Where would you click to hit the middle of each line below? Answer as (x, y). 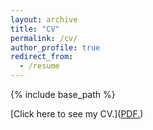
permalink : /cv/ (44, 38)
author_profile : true (55, 47)
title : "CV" (35, 29)
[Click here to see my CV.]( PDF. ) (77, 114)
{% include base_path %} (63, 94)
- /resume (39, 66)
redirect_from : (42, 57)
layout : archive (44, 19)
